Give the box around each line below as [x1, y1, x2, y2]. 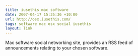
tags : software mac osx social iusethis [5, 21, 92, 26]
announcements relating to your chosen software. [5, 45, 109, 51]
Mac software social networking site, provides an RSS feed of [5, 39, 133, 45]
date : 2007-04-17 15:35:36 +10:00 [5, 12, 78, 17]
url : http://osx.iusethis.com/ [5, 16, 71, 21]
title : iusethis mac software [5, 7, 69, 12]
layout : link [5, 26, 33, 31]
